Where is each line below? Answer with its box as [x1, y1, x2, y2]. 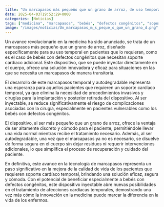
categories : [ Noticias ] [5, 16, 54, 21]
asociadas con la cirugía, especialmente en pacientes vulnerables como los [5, 106, 157, 112]
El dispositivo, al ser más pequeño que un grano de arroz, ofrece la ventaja [5, 120, 156, 126]
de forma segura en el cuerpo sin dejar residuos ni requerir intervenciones [5, 141, 155, 147]
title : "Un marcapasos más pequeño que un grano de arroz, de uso [5, 7, 143, 12]
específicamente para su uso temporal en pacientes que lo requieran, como [5, 49, 158, 55]
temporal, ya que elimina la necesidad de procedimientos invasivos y [5, 90, 144, 96]
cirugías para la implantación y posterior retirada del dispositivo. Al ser [5, 95, 147, 101]
